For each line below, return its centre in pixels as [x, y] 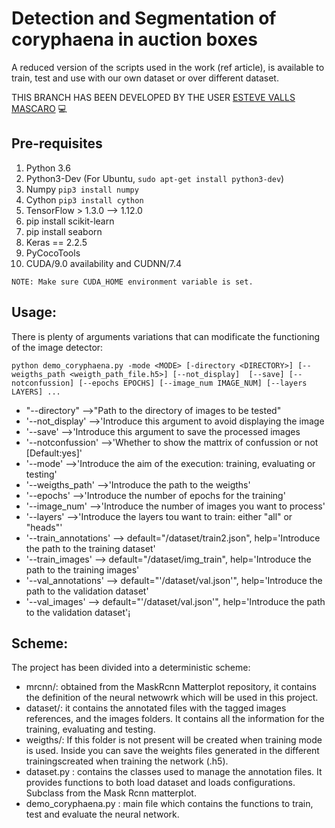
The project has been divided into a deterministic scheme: [131, 668]
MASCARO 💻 [39, 108]
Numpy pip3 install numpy [82, 189]
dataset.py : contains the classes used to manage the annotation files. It [174, 772]
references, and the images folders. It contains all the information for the [175, 719]
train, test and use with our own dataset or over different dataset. [145, 78]
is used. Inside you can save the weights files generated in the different [172, 751]
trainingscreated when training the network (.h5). [127, 761]
